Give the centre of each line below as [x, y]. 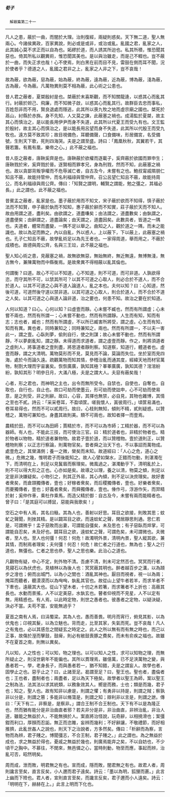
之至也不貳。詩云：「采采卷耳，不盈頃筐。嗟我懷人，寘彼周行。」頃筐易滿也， [85, 402]
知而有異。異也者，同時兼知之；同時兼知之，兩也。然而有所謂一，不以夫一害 [85, 328]
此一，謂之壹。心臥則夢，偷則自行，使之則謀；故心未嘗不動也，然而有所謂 [83, 334]
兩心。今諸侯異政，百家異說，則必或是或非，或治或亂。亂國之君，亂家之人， [85, 43]
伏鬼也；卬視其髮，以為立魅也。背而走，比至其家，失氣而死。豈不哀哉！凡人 [85, 623]
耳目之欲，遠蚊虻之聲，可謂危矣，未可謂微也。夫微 [111, 531]
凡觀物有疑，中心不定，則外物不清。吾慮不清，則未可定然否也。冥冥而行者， [85, 561]
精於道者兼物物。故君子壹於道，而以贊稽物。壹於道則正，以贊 [100, 438]
